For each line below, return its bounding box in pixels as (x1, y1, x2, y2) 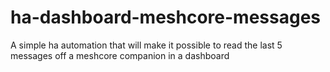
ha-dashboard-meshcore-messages (10, 6, 322, 29)
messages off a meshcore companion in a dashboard (10, 49, 230, 61)
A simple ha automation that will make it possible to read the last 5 (10, 39, 283, 51)
